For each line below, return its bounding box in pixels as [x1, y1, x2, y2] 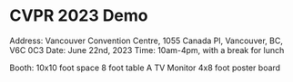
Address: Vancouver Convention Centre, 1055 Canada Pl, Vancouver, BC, [9, 35, 284, 46]
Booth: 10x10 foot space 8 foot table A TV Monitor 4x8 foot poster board [9, 62, 280, 73]
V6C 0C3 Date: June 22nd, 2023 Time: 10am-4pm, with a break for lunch [9, 44, 285, 55]
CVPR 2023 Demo [9, 5, 148, 26]
